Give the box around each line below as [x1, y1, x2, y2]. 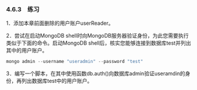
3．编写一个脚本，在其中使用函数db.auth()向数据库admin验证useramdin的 [6, 70, 185, 77]
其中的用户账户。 [6, 47, 48, 54]
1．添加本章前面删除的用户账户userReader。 [6, 19, 113, 27]
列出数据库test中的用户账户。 [21, 78, 93, 85]
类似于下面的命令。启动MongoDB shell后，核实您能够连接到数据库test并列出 [6, 39, 191, 46]
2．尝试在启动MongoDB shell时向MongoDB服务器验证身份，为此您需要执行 [6, 32, 189, 39]
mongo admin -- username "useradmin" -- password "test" [6, 59, 143, 65]
